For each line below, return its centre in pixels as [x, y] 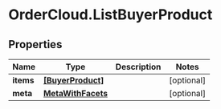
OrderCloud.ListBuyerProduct [110, 15]
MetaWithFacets [76, 93]
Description [138, 67]
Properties [35, 44]
